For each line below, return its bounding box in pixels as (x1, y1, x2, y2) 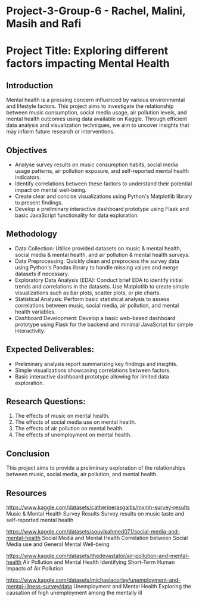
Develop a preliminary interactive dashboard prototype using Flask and (14, 206, 189, 212)
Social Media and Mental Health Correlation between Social (41, 535, 188, 542)
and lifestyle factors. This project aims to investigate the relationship (6, 103, 174, 110)
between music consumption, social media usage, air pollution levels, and (6, 109, 187, 116)
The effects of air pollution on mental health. (14, 425, 124, 432)
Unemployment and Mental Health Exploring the (73, 583, 192, 590)
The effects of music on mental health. (14, 412, 110, 420)
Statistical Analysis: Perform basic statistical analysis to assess (14, 295, 170, 302)
